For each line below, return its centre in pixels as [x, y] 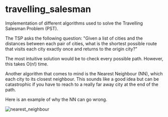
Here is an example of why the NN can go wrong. [56, 99]
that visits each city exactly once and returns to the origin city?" [71, 49]
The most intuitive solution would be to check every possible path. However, [84, 58]
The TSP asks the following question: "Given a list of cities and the [74, 38]
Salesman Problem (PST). [32, 28]
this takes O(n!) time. [27, 64]
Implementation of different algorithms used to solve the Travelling [74, 23]
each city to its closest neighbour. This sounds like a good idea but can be [82, 79]
